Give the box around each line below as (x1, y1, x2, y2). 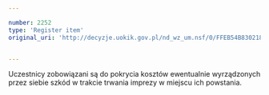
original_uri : (8, 34, 56, 42)
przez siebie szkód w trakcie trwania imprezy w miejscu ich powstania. (8, 77, 243, 88)
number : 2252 (8, 18, 52, 26)
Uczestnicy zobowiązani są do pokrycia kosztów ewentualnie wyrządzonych (8, 69, 261, 79)
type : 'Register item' (8, 26, 84, 34)
